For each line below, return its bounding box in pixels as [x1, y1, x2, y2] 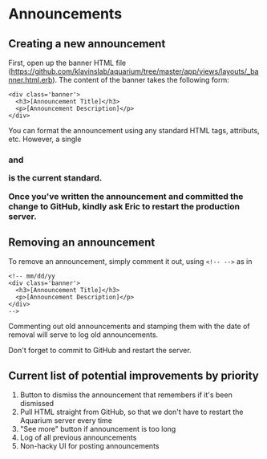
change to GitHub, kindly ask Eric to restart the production [8, 201, 241, 212]
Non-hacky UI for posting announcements [19, 441, 160, 451]
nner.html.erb [8, 75, 53, 84]
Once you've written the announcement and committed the [8, 190, 244, 201]
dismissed [19, 399, 55, 408]
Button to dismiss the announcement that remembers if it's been [19, 390, 233, 400]
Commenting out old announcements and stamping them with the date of [8, 322, 250, 331]
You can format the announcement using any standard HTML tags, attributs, [8, 126, 260, 135]
